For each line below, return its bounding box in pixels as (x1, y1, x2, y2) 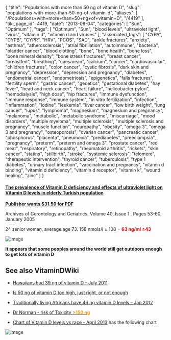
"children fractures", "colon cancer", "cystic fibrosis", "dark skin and (5, 64, 149, 70)
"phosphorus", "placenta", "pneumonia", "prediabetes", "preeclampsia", (5, 135, 156, 140)
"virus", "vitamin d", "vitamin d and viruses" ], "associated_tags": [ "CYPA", (5, 32, 162, 37)
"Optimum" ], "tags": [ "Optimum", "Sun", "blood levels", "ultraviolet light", (5, 26, 161, 32)
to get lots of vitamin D (5, 251, 55, 257)
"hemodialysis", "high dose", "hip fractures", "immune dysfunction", (5, 91, 148, 97)
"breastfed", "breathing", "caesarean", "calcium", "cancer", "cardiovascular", (5, 59, 166, 64)
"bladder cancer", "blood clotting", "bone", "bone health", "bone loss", (5, 48, 153, 54)
